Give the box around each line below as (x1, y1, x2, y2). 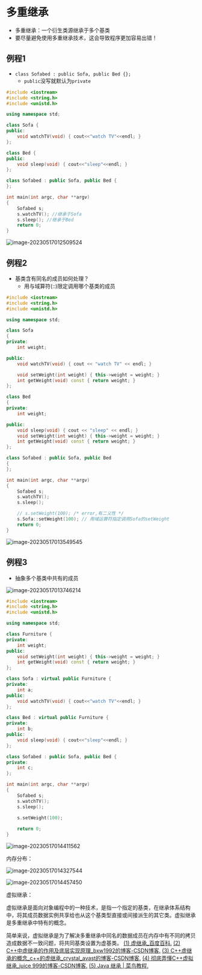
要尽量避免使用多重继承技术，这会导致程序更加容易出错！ (14, 34, 158, 41)
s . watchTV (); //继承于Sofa (17, 211, 82, 217)
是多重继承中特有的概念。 (6, 919, 70, 926)
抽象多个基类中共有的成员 (14, 574, 79, 581)
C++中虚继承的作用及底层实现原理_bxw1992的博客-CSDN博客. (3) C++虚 (6, 947, 187, 954)
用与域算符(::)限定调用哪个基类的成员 (23, 282, 115, 290)
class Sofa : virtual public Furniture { (6, 676, 112, 682)
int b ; (17, 726, 34, 732)
